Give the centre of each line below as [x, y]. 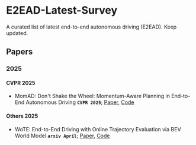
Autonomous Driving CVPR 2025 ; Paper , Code [80, 102]
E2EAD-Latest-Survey [62, 10]
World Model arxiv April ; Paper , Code [62, 135]
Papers [20, 52]
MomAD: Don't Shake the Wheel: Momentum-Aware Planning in [92, 96]
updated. [17, 33]
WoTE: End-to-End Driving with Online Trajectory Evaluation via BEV [98, 129]
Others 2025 [22, 116]
